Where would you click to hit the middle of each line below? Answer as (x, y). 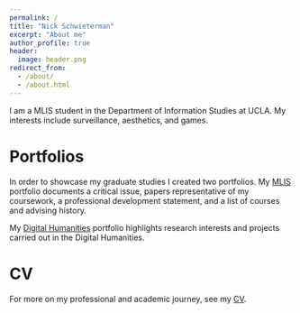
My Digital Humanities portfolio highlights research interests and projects (145, 227)
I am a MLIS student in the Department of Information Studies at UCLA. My (148, 110)
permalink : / (34, 18)
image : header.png (52, 60)
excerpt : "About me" (48, 34)
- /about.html (44, 85)
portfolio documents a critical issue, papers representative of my (129, 191)
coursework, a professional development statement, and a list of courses (145, 200)
